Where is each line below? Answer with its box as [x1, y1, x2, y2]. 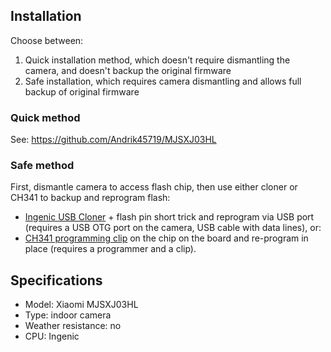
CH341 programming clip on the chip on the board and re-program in [24, 232, 309, 244]
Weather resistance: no [24, 320, 122, 332]
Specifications [10, 272, 103, 289]
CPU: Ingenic [24, 330, 80, 343]
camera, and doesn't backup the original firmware [24, 64, 232, 76]
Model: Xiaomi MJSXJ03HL [24, 299, 139, 311]
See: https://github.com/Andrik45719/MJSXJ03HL [10, 134, 217, 146]
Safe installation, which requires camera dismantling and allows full [24, 75, 302, 87]
